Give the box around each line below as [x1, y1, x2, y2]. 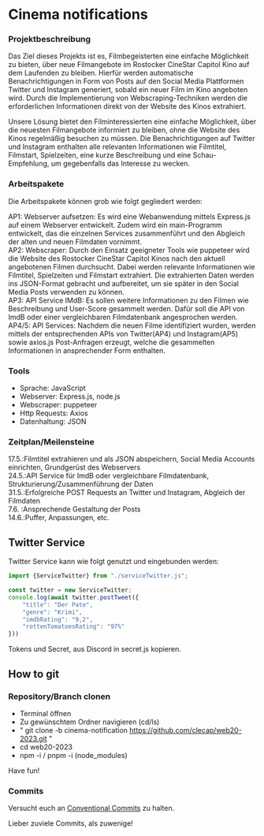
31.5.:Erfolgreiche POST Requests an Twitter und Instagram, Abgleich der [8, 488, 246, 497]
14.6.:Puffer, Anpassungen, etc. [8, 513, 110, 522]
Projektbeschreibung [8, 34, 91, 45]
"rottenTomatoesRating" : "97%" [22, 622, 125, 631]
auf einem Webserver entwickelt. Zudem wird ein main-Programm [8, 220, 223, 229]
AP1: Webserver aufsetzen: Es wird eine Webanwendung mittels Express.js [8, 211, 251, 221]
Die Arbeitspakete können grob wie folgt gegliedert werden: [8, 196, 203, 206]
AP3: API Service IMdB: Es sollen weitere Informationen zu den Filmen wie [8, 295, 250, 305]
